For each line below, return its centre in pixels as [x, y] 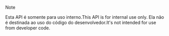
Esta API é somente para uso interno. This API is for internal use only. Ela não [85, 17]
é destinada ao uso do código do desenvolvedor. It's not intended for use [81, 23]
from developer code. [28, 28]
